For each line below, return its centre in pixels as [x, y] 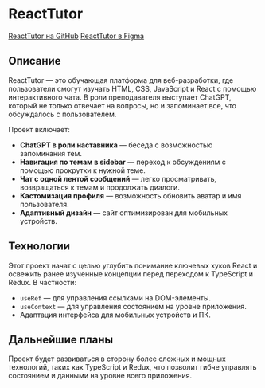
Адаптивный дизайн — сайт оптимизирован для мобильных [124, 213]
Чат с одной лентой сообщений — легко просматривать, [118, 178]
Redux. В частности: [43, 282]
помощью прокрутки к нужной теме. [82, 170]
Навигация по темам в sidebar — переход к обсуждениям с [123, 162]
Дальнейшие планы [61, 339]
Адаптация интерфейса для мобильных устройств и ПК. [115, 315]
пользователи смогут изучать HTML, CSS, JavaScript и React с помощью [132, 88]
